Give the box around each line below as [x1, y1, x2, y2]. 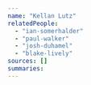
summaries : [7, 65, 44, 73]
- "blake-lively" [14, 49, 73, 57]
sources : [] [7, 57, 48, 66]
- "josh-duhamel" [14, 42, 73, 50]
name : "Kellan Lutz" [7, 11, 77, 20]
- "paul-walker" [14, 34, 69, 43]
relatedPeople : [7, 19, 59, 28]
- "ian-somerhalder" [14, 27, 84, 35]
